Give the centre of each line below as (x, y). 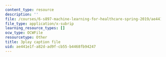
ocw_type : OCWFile (24, 33)
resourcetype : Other (26, 38)
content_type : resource (30, 10)
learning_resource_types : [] (35, 28)
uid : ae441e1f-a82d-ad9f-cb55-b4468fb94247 (51, 47)
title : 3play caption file (33, 42)
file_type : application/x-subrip (40, 24)
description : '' (22, 14)
